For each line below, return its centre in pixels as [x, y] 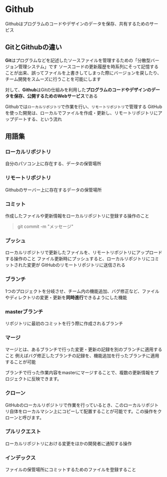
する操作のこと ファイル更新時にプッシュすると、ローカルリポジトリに [78, 259]
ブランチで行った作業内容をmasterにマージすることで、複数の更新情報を [80, 373]
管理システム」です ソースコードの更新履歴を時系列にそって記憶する [88, 67]
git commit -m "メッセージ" [45, 227]
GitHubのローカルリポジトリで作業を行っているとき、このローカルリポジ [80, 405]
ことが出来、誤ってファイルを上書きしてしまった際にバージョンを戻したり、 [83, 73]
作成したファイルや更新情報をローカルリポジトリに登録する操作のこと [77, 216]
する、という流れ [44, 119]
